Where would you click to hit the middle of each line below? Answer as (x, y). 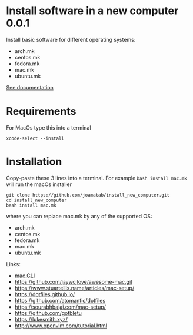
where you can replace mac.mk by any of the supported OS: (79, 216)
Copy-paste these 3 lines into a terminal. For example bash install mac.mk (96, 178)
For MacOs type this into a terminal (49, 127)
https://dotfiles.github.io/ (45, 294)
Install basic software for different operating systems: (71, 39)
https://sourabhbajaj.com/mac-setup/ (60, 307)
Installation (34, 162)
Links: (13, 264)
